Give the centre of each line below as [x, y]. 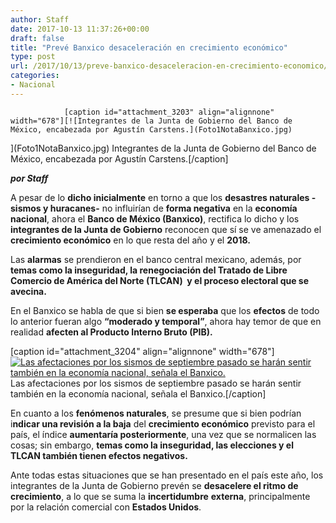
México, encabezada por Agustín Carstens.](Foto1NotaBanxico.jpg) [151, 129]
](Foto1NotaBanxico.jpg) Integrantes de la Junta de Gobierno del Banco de [163, 148]
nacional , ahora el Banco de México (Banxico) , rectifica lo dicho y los [155, 218]
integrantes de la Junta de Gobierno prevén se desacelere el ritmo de [154, 485]
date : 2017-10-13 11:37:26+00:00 [80, 29]
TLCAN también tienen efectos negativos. [99, 455]
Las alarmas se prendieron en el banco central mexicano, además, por [156, 259]
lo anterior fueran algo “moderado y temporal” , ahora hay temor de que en [166, 321]
